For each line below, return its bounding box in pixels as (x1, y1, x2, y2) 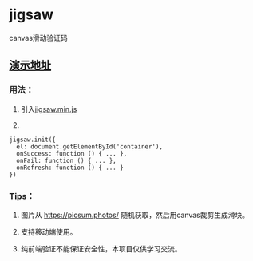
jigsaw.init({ (9, 136, 57, 144)
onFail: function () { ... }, (16, 156, 117, 164)
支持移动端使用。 (20, 227, 77, 236)
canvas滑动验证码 (9, 33, 69, 42)
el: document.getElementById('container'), (16, 142, 163, 151)
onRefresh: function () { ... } (16, 164, 125, 172)
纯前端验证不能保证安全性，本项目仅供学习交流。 (20, 243, 182, 253)
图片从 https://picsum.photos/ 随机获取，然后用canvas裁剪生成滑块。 (20, 210, 250, 219)
